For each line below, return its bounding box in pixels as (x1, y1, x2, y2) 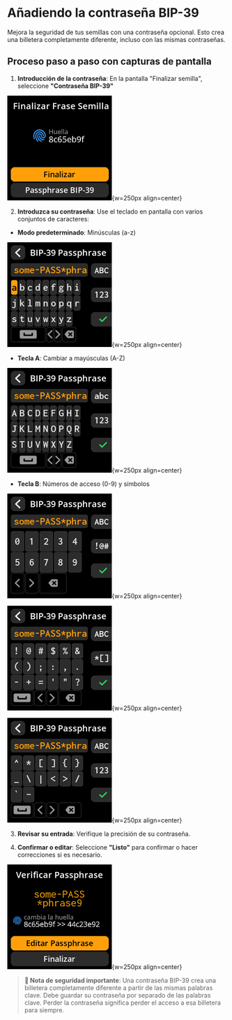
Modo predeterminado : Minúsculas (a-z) (17, 228, 136, 237)
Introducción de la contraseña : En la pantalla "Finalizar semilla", (17, 74, 203, 82)
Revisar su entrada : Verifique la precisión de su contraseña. (17, 829, 191, 838)
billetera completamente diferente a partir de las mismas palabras (24, 983, 213, 992)
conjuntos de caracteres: (17, 214, 89, 223)
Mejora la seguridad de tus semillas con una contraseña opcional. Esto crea (7, 28, 225, 36)
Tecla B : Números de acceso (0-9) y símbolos (17, 480, 150, 488)
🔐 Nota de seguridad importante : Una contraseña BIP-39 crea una (24, 976, 217, 984)
